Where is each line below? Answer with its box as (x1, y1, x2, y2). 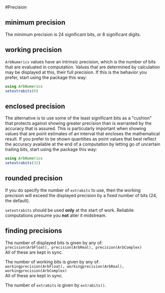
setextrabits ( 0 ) (5, 88, 38, 93)
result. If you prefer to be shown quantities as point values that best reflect (5, 136, 157, 142)
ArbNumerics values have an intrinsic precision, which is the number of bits (5, 59, 156, 64)
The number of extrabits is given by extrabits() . (5, 282, 106, 288)
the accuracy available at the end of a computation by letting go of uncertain (5, 141, 161, 147)
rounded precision (5, 174, 63, 182)
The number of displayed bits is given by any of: (5, 239, 103, 245)
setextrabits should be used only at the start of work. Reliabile (5, 207, 134, 213)
